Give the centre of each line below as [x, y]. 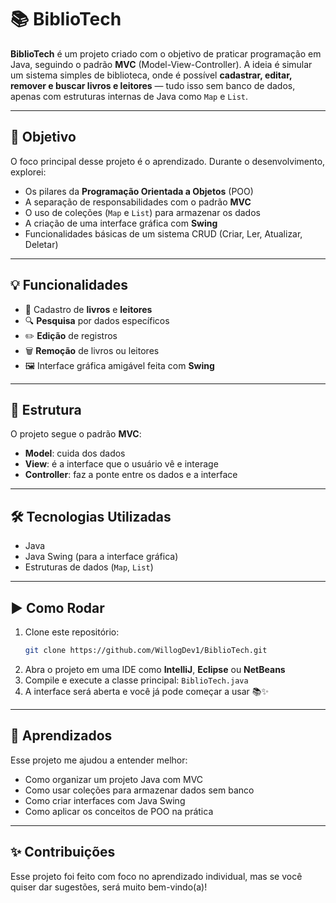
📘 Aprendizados [61, 736]
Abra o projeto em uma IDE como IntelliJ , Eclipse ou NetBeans [155, 669]
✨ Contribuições [63, 852]
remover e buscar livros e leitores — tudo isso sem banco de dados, [153, 85]
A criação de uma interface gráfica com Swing [121, 223]
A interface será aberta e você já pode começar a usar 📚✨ [147, 691]
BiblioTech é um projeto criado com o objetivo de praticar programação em [166, 53]
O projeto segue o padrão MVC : [76, 434]
